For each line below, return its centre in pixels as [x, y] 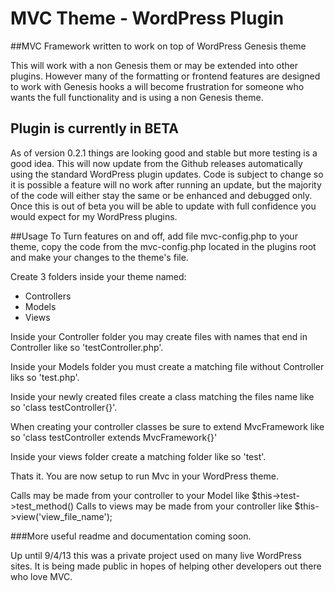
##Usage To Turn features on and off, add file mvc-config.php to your [154, 236]
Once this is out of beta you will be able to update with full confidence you [163, 206]
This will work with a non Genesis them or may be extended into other [154, 65]
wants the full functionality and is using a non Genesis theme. [137, 97]
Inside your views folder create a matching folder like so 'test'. [138, 456]
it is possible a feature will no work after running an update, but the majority [166, 184]
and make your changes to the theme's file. [99, 257]
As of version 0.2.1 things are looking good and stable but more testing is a [164, 153]
